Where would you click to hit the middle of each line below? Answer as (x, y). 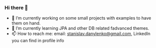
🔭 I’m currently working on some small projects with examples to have (81, 18)
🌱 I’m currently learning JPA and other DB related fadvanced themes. (80, 28)
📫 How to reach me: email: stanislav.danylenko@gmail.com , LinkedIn (81, 34)
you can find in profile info (38, 41)
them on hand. (26, 23)
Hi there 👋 (16, 8)
